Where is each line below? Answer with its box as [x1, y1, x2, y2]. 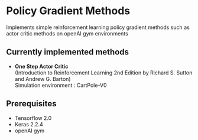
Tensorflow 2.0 [14, 114, 52, 122]
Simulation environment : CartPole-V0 [14, 82, 107, 89]
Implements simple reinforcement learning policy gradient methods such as [6, 24, 190, 31]
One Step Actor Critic [14, 63, 69, 70]
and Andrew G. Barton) [14, 75, 71, 82]
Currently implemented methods [6, 47, 129, 57]
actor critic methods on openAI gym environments [6, 30, 128, 37]
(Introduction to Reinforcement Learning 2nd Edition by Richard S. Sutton [14, 69, 193, 76]
